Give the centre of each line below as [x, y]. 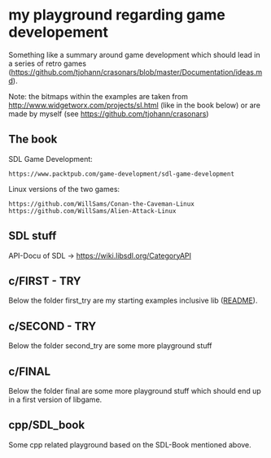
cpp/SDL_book [47, 425]
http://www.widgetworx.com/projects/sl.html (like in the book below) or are [134, 105]
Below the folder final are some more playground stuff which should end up [135, 391]
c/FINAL [30, 371]
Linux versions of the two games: [64, 189]
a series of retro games [48, 63]
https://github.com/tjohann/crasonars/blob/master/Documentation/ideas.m [137, 72]
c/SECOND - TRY [52, 326]
